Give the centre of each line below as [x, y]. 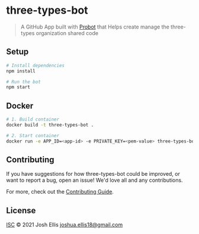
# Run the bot [24, 82]
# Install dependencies [36, 65]
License [21, 211]
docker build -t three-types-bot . [50, 125]
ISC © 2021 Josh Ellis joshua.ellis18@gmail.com [65, 225]
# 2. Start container [33, 135]
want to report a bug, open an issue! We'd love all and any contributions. [94, 180]
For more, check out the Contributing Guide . [60, 192]
